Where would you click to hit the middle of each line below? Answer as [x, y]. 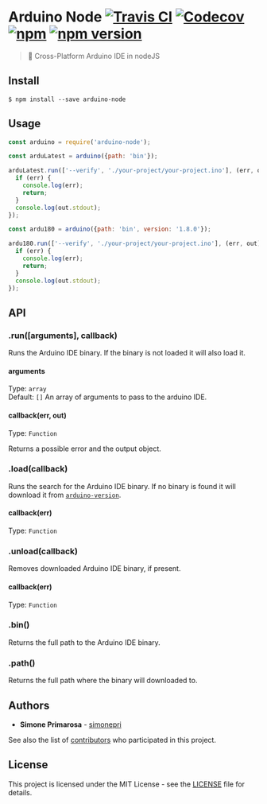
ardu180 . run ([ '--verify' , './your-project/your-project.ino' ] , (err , [126, 244]
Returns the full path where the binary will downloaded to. [103, 681]
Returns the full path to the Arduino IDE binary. [84, 642]
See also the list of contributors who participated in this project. [112, 740]
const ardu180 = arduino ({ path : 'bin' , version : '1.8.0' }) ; [110, 229]
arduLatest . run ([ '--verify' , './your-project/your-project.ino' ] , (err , [131, 171]
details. [20, 792]
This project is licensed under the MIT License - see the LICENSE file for [126, 784]
